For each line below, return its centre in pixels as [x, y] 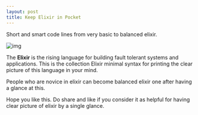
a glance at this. [26, 88]
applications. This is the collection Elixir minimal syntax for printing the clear [99, 64]
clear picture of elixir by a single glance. [55, 105]
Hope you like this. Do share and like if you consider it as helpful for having [98, 100]
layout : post [22, 12]
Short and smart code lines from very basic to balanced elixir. [82, 34]
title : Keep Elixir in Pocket [44, 17]
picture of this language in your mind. [52, 70]
